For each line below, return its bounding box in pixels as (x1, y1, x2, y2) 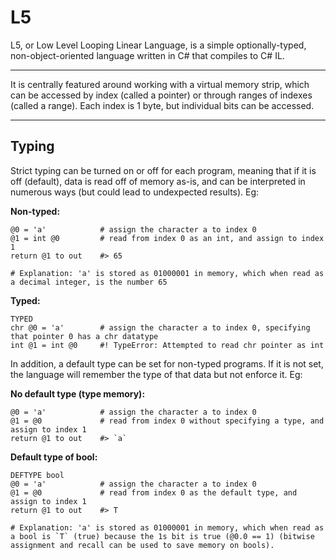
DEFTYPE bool (10, 470, 65, 480)
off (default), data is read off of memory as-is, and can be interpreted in (10, 175, 306, 187)
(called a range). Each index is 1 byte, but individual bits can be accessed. (10, 99, 315, 111)
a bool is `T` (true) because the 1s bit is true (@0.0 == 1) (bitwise (10, 531, 315, 541)
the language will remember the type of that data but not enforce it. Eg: (10, 368, 303, 380)
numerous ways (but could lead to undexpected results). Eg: (10, 186, 260, 198)
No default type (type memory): (10, 387, 146, 400)
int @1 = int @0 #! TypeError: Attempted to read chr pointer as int (10, 340, 325, 350)
